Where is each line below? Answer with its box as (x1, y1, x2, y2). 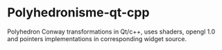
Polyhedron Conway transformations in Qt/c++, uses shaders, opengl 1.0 (7, 27, 216, 36)
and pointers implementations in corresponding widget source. (7, 34, 187, 42)
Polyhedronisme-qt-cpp (7, 5, 150, 21)
